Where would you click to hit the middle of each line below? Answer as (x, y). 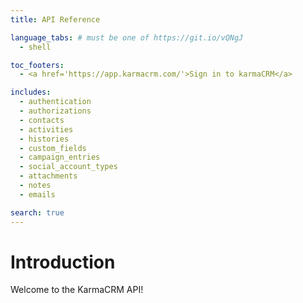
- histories (44, 139)
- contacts (42, 120)
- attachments (48, 176)
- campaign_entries (60, 157)
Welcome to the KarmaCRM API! (77, 290)
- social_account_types (68, 167)
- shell (35, 47)
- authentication (55, 102)
